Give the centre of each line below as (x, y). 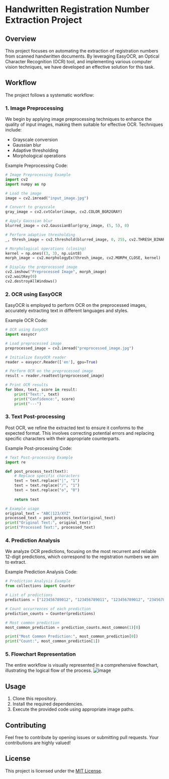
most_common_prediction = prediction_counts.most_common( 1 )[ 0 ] (73, 627)
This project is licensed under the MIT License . (54, 771)
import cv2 (17, 179)
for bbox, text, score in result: (41, 390)
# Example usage (22, 509)
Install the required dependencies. (48, 704)
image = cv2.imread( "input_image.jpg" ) (47, 198)
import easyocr (21, 335)
